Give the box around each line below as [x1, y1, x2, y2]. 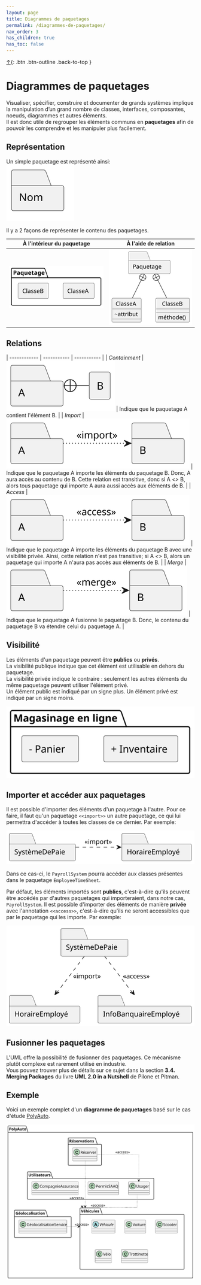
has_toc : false [6, 41, 44, 47]
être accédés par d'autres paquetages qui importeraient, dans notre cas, [6, 894, 185, 901]
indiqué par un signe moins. [6, 694, 75, 701]
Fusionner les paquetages [6, 1038, 106, 1048]
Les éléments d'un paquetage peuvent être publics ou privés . [6, 656, 160, 663]
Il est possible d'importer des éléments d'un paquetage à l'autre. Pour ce [6, 806, 186, 813]
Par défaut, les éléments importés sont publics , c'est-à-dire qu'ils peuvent [6, 888, 190, 895]
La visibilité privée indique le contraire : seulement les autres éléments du [6, 675, 187, 682]
